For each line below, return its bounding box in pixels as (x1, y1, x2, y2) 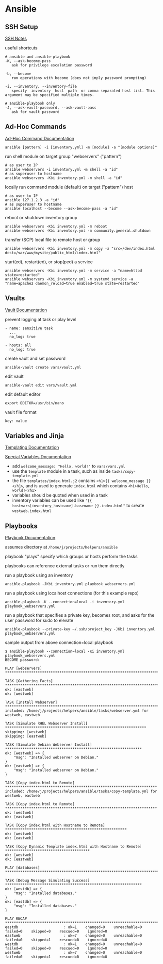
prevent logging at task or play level (5, 316, 77, 322)
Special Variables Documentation (5, 454, 71, 460)
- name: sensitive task (5, 326, 53, 331)
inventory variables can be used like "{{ (12, 498, 92, 503)
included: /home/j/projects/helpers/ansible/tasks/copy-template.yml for (5, 789, 158, 794)
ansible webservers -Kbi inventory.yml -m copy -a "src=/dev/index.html (5, 246, 155, 251)
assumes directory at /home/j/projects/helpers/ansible (5, 544, 118, 550)
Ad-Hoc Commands (5, 123, 66, 131)
